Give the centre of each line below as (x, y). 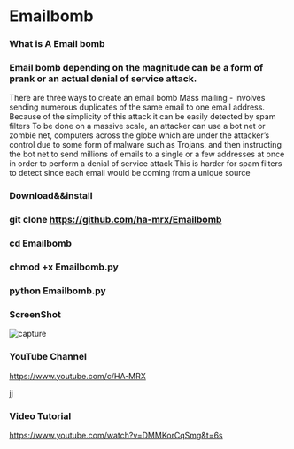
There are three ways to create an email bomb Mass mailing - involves (137, 98)
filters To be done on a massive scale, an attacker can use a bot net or (137, 126)
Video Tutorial (40, 415)
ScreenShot (35, 314)
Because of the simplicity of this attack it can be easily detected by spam (143, 117)
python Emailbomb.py (58, 291)
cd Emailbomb (41, 243)
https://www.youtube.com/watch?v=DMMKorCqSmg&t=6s (116, 435)
